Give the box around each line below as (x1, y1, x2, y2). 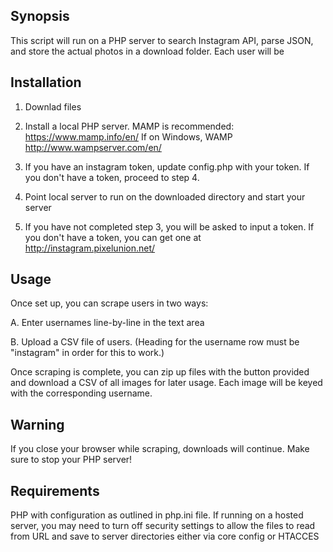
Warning (10, 416, 65, 433)
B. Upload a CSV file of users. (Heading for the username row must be (10, 336, 300, 348)
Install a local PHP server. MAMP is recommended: (24, 120, 235, 132)
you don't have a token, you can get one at (24, 231, 202, 243)
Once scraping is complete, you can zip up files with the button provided (10, 366, 310, 378)
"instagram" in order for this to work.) (10, 347, 165, 359)
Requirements (10, 482, 100, 499)
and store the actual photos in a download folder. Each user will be (10, 45, 285, 57)
